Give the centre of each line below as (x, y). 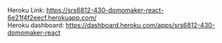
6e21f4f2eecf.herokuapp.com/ (52, 18)
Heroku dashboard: (36, 25)
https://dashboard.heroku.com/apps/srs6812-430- (140, 25)
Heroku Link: (26, 10)
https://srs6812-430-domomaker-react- (105, 10)
